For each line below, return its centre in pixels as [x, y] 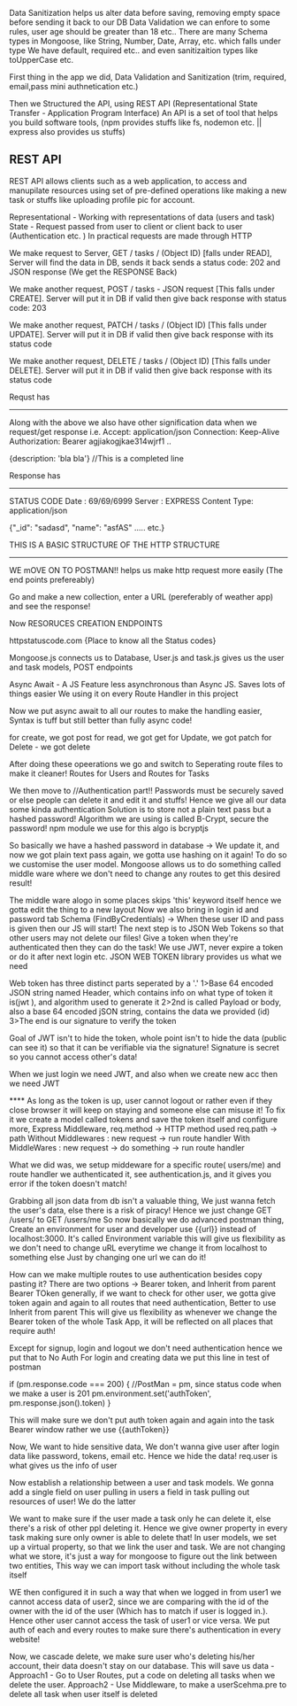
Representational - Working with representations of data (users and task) [142, 217]
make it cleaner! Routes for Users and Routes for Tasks [109, 773]
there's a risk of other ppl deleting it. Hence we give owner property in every [148, 1528]
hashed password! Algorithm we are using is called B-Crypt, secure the [139, 818]
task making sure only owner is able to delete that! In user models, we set [143, 1537]
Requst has [30, 397]
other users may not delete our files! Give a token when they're [124, 937]
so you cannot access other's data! [73, 1057]
